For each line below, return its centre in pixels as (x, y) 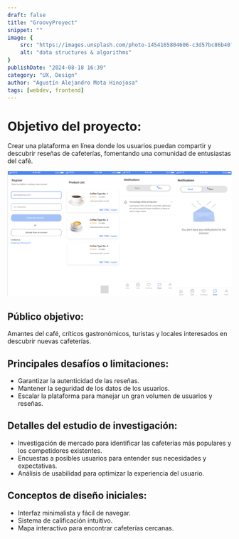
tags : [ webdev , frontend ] (46, 90)
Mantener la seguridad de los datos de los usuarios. (94, 388)
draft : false (27, 15)
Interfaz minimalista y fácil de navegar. (74, 513)
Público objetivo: (46, 316)
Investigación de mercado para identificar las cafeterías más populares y (124, 443)
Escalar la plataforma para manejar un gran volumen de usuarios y (115, 396)
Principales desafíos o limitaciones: (88, 363)
